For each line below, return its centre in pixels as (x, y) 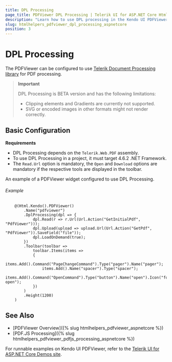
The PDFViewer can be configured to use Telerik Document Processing (81, 69)
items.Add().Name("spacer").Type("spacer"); (90, 269)
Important (29, 84)
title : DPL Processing (29, 10)
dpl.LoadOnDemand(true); (59, 237)
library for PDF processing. (34, 74)
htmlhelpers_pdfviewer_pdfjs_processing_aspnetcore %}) (73, 338)
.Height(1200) (39, 296)
